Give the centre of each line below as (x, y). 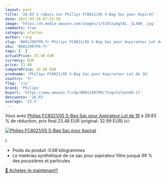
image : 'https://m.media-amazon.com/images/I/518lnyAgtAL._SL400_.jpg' (80, 23)
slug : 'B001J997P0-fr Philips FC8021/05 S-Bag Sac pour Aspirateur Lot (80, 42)
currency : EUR (20, 60)
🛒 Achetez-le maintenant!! (32, 171)
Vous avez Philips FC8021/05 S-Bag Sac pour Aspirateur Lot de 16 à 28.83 (81, 116)
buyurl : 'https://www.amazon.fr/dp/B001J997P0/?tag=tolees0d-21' (74, 92)
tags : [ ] (16, 51)
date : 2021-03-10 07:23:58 (33, 19)
